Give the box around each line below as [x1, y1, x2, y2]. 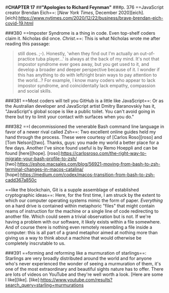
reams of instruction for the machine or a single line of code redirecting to [5, 208, 159, 214]
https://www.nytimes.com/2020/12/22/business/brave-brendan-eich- [18, 15, 163, 21]
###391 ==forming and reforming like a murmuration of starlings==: [5, 250, 146, 256]
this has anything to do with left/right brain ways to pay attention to [17, 72, 157, 78]
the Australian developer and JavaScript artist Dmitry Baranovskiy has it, [5, 103, 156, 109]
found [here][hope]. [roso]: [5, 151, 62, 156]
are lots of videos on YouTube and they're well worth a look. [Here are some [5, 271, 163, 277]
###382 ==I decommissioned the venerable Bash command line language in [5, 123, 164, 129]
